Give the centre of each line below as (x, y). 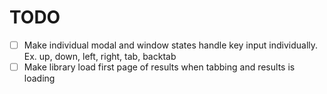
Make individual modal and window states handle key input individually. (171, 45)
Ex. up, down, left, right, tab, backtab (100, 56)
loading (39, 78)
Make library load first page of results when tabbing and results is (159, 67)
